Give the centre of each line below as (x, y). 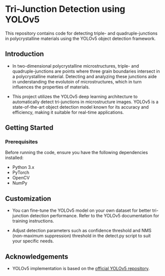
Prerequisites (21, 142)
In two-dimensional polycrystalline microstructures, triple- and (76, 66)
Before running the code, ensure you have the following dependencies (77, 153)
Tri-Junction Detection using (65, 9)
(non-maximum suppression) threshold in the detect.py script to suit (82, 236)
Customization (28, 198)
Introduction (25, 54)
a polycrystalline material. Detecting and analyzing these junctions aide (84, 76)
